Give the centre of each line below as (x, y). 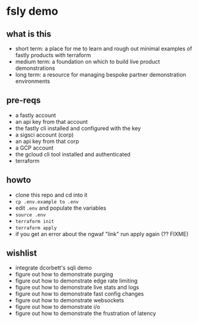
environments (32, 81)
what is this (29, 34)
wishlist (22, 253)
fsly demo (32, 11)
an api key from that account (51, 121)
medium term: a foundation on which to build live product (88, 62)
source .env (30, 215)
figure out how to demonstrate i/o (58, 307)
